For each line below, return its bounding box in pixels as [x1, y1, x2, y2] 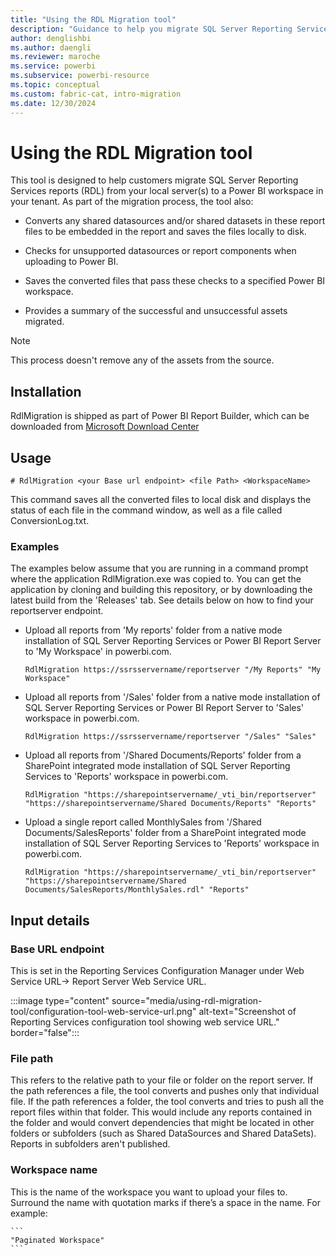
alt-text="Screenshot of [198, 1006, 297, 1018]
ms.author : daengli [10, 42, 92, 53]
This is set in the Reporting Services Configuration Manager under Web [10, 965, 305, 977]
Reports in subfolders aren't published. [10, 1138, 171, 1150]
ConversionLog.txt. [10, 515, 90, 527]
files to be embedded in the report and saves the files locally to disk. [24, 226, 307, 238]
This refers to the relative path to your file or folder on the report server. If [10, 1074, 314, 1086]
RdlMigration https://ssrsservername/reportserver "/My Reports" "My [24, 665, 322, 675]
